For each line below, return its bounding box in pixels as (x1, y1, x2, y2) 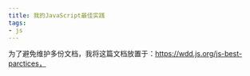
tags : (8, 19, 26, 27)
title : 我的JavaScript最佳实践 (8, 11, 105, 20)
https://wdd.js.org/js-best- (155, 49, 242, 59)
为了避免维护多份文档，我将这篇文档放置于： (8, 49, 156, 59)
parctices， (8, 59, 46, 68)
